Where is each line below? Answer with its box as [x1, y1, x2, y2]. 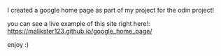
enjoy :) [7, 41, 29, 48]
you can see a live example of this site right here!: [7, 20, 150, 27]
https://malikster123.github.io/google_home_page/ [7, 27, 152, 35]
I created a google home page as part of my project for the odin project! [7, 6, 215, 14]
